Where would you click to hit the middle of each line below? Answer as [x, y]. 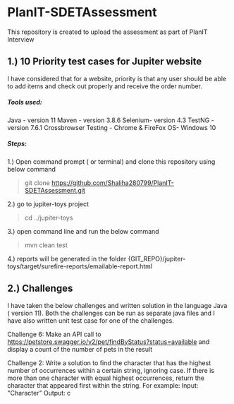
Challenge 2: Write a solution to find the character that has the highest [109, 363]
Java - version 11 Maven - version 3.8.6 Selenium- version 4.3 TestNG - [111, 120]
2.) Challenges [40, 289]
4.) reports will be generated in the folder [67, 259]
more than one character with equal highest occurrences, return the [106, 378]
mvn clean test [46, 245]
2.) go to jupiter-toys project [48, 204]
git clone [37, 183]
